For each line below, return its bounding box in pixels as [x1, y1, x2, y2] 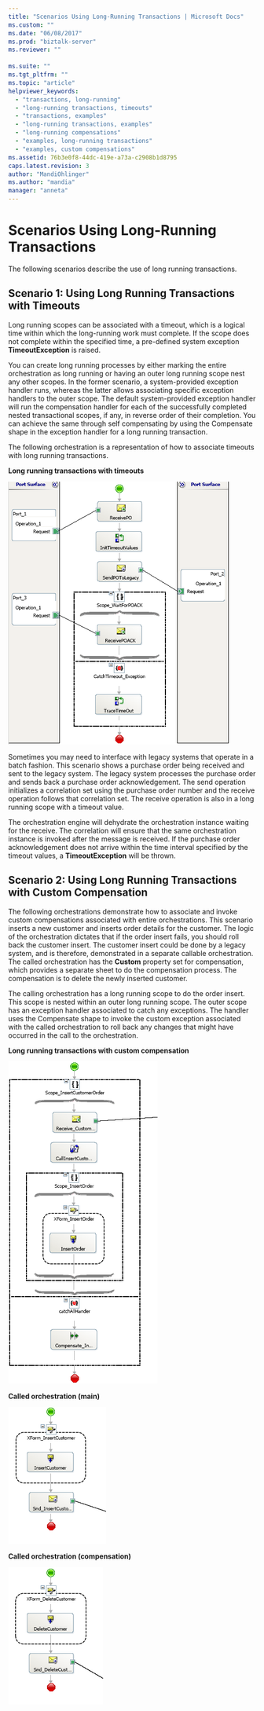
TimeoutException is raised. [8, 345, 101, 354]
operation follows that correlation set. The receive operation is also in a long [8, 793, 255, 803]
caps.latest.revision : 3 [8, 162, 90, 170]
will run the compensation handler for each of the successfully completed [8, 401, 247, 412]
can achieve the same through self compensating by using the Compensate [8, 419, 253, 428]
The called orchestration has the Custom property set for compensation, [8, 957, 244, 966]
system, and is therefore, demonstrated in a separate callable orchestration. [8, 948, 254, 958]
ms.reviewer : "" [8, 46, 61, 54]
